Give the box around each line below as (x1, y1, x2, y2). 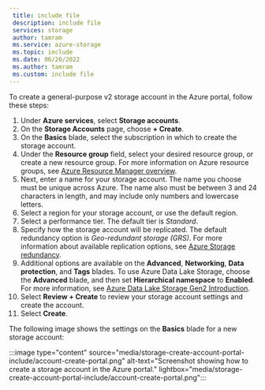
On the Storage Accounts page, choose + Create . (20, 124, 185, 133)
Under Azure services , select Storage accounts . (20, 115, 181, 125)
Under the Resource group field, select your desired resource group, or (20, 149, 254, 159)
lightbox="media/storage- (158, 364, 243, 373)
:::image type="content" (9, 347, 88, 357)
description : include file (12, 19, 102, 27)
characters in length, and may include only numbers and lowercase (20, 191, 239, 201)
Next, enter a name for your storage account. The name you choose (20, 174, 242, 184)
